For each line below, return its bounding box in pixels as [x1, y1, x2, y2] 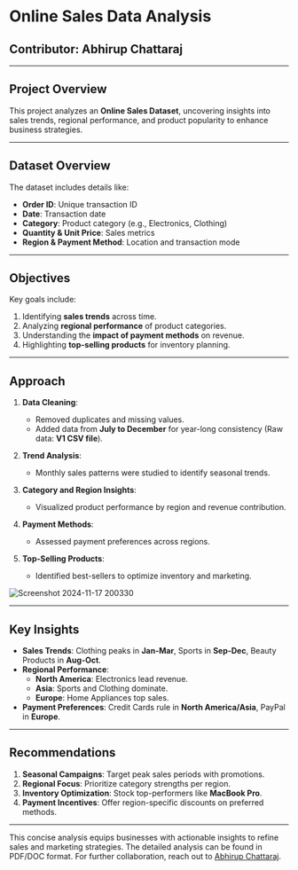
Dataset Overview [9, 158, 111, 174]
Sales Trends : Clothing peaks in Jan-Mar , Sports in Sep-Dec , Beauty [21, 646, 277, 656]
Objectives [9, 270, 71, 286]
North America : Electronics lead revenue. [35, 674, 189, 685]
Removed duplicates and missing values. [35, 414, 184, 425]
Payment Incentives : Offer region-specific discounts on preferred [21, 796, 264, 808]
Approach [9, 373, 66, 388]
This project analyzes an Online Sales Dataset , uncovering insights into [9, 105, 271, 116]
